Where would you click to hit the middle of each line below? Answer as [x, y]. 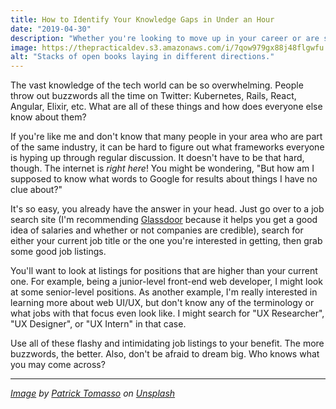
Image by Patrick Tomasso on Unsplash [93, 393]
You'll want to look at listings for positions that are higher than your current [164, 271]
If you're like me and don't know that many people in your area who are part [166, 137]
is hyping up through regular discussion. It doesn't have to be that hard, [157, 158]
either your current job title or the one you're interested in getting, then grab [166, 241]
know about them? [48, 117]
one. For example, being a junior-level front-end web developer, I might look [166, 282]
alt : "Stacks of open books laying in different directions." [142, 57]
